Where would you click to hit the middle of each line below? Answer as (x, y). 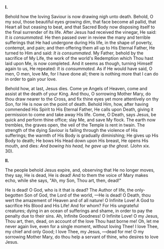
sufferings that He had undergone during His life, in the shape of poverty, (79, 43)
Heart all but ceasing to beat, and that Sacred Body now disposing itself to (80, 27)
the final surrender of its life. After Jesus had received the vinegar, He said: (81, 32)
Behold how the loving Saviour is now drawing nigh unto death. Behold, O (79, 16)
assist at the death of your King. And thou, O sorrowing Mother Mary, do (78, 94)
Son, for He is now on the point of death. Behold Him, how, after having (77, 104)
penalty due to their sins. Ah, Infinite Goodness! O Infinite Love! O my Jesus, (82, 216)
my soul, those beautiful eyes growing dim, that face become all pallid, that (81, 22)
